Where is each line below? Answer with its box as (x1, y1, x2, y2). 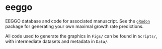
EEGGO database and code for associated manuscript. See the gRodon (5, 18, 150, 24)
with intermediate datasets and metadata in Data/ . (5, 38, 109, 44)
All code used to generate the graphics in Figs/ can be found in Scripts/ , (5, 33, 157, 39)
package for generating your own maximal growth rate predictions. (5, 23, 144, 29)
